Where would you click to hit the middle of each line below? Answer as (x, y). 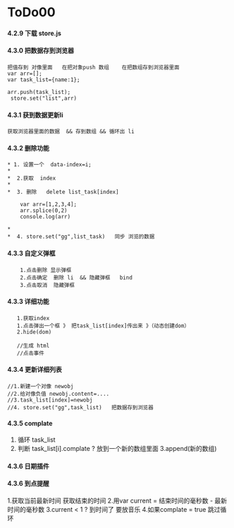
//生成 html (33, 346)
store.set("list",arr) (44, 98)
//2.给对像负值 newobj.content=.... (58, 394)
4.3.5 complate (30, 423)
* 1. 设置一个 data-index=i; (49, 165)
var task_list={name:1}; (44, 80)
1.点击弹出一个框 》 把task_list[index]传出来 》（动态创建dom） (103, 326)
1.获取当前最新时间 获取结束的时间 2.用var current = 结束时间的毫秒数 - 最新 (117, 500)
